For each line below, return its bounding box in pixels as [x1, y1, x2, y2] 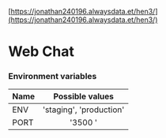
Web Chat [8, 43, 75, 61]
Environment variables [8, 71, 97, 82]
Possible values [53, 91, 115, 102]
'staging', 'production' [42, 104, 125, 115]
